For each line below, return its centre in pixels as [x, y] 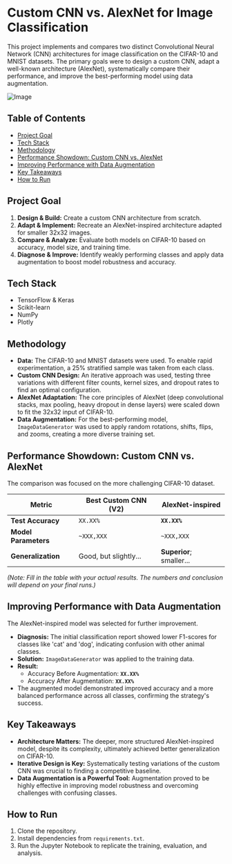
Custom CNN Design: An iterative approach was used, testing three [114, 376]
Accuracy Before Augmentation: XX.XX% [83, 673]
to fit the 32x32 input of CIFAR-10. [66, 412]
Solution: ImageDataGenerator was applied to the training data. [106, 659]
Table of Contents [47, 119]
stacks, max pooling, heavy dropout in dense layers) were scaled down [118, 405]
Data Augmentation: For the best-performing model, [92, 419]
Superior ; [176, 552]
